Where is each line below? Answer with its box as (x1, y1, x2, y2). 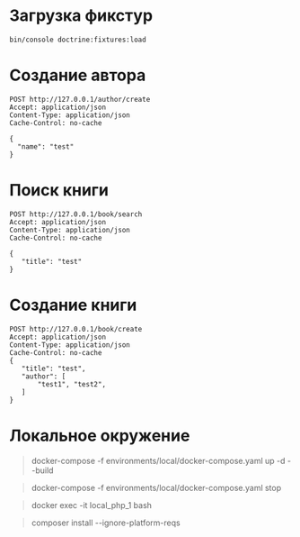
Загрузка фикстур (9, 5, 154, 26)
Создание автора (9, 65, 146, 86)
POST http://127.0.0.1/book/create (9, 324, 143, 333)
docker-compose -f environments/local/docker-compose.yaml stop (31, 482, 282, 493)
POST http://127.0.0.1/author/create (9, 95, 151, 104)
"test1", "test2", (37, 379, 106, 388)
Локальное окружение (9, 425, 190, 446)
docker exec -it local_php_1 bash (31, 499, 153, 510)
